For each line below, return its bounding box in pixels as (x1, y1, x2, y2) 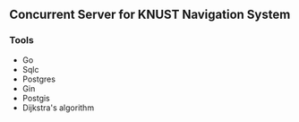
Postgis (21, 92, 51, 103)
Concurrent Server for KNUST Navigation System (9, 7, 291, 22)
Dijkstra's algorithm (21, 102, 95, 113)
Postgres (21, 74, 56, 84)
